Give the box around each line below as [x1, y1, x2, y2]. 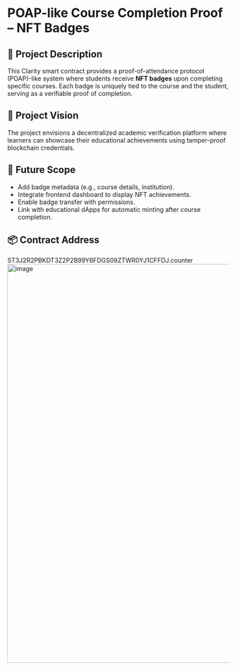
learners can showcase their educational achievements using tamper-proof [7, 136, 226, 144]
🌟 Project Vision [7, 109, 79, 121]
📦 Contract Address [7, 234, 100, 246]
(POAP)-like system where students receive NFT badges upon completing [7, 74, 224, 83]
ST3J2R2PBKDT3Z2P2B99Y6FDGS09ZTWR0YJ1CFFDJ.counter [7, 256, 193, 265]
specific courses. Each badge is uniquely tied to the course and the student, [7, 82, 229, 90]
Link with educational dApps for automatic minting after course [17, 205, 201, 213]
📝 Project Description [7, 48, 103, 60]
